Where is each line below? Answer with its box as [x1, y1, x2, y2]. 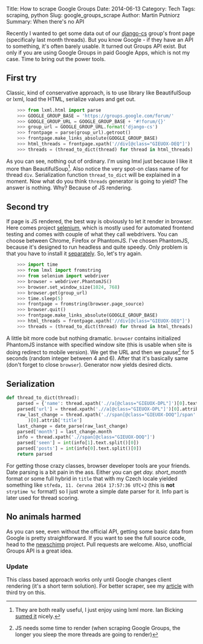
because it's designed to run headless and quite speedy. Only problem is [6, 243, 188, 251]
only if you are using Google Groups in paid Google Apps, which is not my [6, 49, 190, 56]
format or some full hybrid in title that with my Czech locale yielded [6, 475, 178, 482]
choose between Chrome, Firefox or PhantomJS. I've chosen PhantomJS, [6, 237, 189, 245]
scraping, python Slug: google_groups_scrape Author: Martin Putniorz [6, 11, 180, 19]
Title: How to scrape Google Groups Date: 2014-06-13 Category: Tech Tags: [6, 5, 196, 12]
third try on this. [6, 588, 46, 596]
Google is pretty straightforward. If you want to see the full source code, [6, 534, 186, 541]
